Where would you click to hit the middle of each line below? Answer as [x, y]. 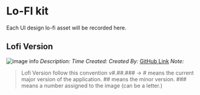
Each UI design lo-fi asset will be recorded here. [66, 28]
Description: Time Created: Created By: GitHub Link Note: [112, 61]
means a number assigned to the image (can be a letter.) [92, 85]
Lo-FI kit [28, 11]
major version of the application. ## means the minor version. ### [104, 79]
